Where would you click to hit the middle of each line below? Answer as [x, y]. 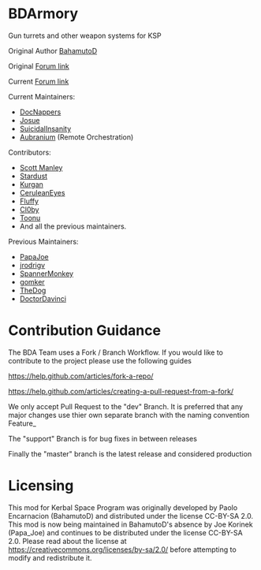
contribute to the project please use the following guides [100, 360]
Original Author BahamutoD [52, 50]
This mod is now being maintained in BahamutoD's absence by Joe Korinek [131, 524]
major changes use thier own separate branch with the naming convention [129, 415]
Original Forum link [39, 66]
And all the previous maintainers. [73, 226]
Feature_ [22, 423]
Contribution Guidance [85, 331]
